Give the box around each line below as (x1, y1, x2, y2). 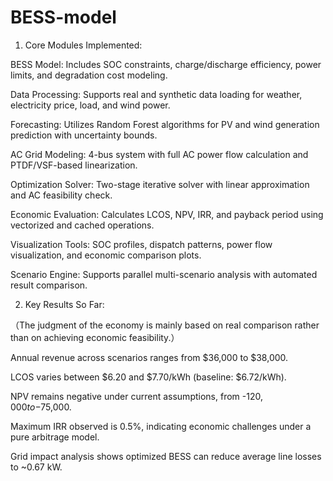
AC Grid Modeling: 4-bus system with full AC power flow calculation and (10, 148, 309, 160)
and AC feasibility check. (10, 189, 113, 201)
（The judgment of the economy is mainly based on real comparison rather (10, 319, 320, 331)
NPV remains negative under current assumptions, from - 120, (10, 390, 263, 402)
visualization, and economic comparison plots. (10, 249, 202, 261)
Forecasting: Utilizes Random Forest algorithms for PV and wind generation (10, 118, 320, 130)
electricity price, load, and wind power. (10, 99, 171, 111)
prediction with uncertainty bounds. (10, 129, 158, 141)
